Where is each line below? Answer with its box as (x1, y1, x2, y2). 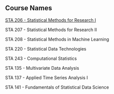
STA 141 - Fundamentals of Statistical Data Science (5, 84, 109, 90)
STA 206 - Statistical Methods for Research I (5, 17, 96, 23)
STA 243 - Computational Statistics (5, 55, 77, 61)
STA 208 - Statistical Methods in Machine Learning (5, 36, 110, 42)
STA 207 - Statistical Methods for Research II (5, 27, 97, 33)
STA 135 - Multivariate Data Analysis (5, 65, 79, 71)
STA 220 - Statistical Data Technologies (5, 46, 87, 51)
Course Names (5, 4, 52, 12)
